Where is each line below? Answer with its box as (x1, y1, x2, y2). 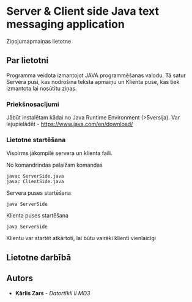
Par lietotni (6, 55, 49, 66)
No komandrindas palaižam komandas (6, 161, 103, 169)
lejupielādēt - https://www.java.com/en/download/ (6, 121, 133, 128)
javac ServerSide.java (6, 173, 64, 179)
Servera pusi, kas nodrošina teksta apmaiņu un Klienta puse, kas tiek (6, 78, 180, 85)
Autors (6, 273, 34, 284)
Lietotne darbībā (6, 252, 72, 263)
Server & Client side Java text (6, 4, 159, 18)
